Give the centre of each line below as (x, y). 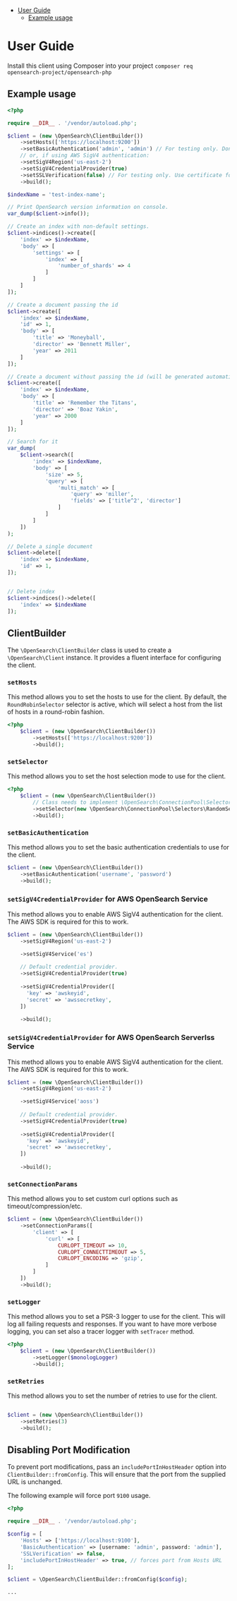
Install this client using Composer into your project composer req (100, 66)
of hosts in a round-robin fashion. (56, 712)
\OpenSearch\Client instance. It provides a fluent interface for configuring (114, 658)
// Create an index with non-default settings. (79, 226)
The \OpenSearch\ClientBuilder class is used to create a (89, 650)
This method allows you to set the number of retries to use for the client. (112, 1396)
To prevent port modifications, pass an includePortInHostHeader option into (117, 1467)
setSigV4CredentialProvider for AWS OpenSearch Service (108, 899)
